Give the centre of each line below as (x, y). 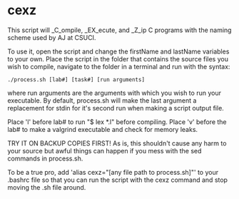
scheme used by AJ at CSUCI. (52, 37)
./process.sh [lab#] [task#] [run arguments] (76, 80)
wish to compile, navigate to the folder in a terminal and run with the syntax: (119, 66)
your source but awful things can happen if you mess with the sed (105, 150)
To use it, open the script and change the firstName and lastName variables (118, 51)
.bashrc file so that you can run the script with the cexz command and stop (118, 180)
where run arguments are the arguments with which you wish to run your (114, 93)
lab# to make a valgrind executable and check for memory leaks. (103, 129)
